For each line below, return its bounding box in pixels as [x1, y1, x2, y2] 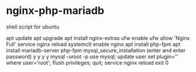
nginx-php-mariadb [6, 4, 104, 17]
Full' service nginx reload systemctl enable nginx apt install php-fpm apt [6, 41, 181, 48]
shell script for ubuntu [6, 23, 60, 30]
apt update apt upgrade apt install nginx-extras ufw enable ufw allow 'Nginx [6, 34, 190, 41]
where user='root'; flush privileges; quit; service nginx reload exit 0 [6, 59, 169, 66]
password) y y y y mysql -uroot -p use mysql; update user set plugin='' [6, 53, 178, 60]
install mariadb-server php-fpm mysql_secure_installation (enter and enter [6, 46, 186, 53]
